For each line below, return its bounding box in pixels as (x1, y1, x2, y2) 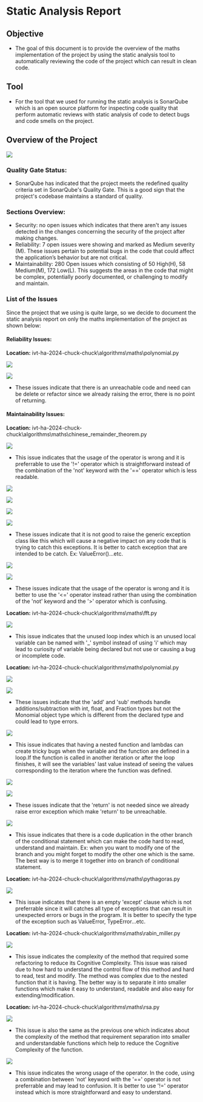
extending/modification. (15, 991, 75, 999)
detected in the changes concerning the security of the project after (15, 228, 185, 235)
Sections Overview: (6, 207, 65, 216)
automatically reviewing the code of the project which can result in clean (15, 58, 197, 65)
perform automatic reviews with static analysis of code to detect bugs (15, 111, 190, 118)
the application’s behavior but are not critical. (15, 254, 128, 261)
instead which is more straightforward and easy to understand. (15, 1088, 172, 1096)
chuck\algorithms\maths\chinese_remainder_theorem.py (6, 430, 147, 438)
